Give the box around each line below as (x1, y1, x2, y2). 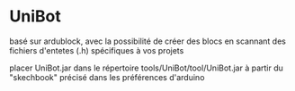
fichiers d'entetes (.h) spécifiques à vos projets (9, 45, 184, 55)
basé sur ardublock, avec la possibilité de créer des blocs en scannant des (9, 36, 286, 46)
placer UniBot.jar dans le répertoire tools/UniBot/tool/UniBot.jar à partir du (9, 62, 283, 73)
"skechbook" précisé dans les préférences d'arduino (9, 71, 205, 82)
